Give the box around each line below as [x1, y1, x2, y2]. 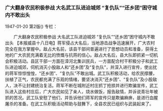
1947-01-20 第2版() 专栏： [5, 23, 58, 30]
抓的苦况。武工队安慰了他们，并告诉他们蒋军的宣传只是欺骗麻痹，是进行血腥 [5, 95, 158, 101]
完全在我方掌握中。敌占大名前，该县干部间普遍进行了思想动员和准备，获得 [5, 46, 154, 52]
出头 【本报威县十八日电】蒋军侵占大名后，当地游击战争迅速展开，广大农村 [5, 40, 155, 46]
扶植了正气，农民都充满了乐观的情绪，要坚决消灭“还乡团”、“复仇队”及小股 [5, 76, 153, 82]
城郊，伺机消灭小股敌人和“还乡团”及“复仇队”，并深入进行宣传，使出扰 [17, 64, 157, 70]
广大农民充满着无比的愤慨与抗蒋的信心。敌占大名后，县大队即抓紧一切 [13, 52, 154, 58]
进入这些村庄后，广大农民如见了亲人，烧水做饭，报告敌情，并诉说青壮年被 [9, 89, 158, 94]
